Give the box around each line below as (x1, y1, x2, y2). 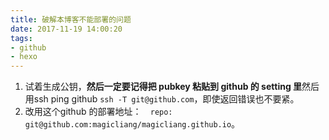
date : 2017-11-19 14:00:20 (10, 24, 123, 34)
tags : (10, 33, 33, 43)
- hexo (10, 52, 38, 62)
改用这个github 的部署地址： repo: (24, 106, 173, 118)
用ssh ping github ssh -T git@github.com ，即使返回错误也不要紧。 (24, 93, 300, 105)
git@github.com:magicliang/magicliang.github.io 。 (24, 118, 241, 130)
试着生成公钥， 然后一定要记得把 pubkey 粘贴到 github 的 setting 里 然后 (24, 81, 320, 93)
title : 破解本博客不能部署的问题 (10, 14, 132, 25)
